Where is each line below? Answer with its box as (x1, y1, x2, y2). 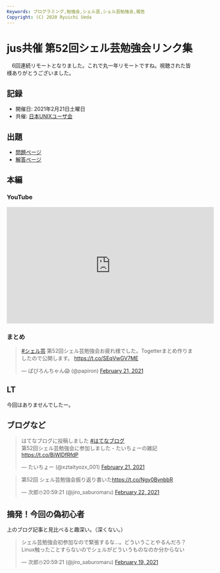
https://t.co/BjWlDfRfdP (21, 451, 79, 458)
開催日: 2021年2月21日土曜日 (15, 105, 86, 112)
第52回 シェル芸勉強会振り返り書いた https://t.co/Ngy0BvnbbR (21, 476, 173, 483)
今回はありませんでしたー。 (7, 401, 74, 408)
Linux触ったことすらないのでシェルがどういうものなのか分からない (21, 546, 185, 553)
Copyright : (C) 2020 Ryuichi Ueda (7, 14, 92, 20)
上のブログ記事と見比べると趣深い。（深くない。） (7, 526, 126, 533)
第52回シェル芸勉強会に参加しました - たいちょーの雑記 (21, 445, 157, 452)
